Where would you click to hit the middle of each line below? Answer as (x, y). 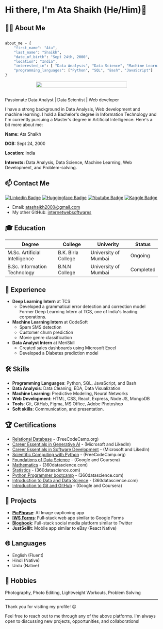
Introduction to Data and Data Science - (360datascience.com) (75, 481)
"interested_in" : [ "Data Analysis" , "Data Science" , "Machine (79, 66)
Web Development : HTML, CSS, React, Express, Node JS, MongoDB (81, 399)
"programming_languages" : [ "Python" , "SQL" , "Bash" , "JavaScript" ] (83, 71)
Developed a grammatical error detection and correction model (82, 306)
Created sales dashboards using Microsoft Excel (68, 348)
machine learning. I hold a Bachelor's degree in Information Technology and (81, 114)
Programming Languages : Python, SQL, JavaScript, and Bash (74, 383)
